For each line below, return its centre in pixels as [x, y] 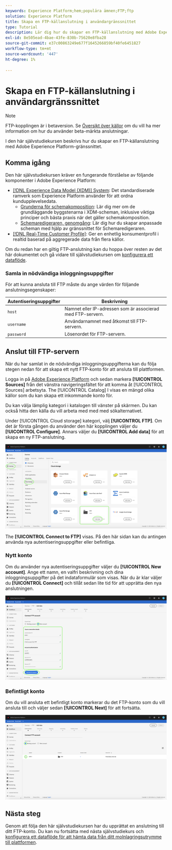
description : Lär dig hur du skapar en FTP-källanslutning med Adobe [81, 33]
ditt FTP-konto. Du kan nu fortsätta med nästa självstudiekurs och [75, 832]
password [17, 334]
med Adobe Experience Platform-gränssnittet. [54, 146]
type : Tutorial [21, 27]
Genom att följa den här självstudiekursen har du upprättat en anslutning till [85, 826]
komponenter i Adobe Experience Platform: [51, 180]
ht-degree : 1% [20, 59]
